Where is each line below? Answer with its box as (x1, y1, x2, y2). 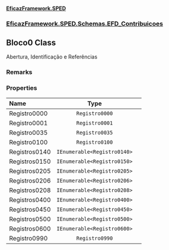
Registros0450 (9, 205, 52, 213)
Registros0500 (9, 215, 52, 223)
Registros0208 (9, 186, 52, 194)
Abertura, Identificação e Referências (6, 53, 98, 60)
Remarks (6, 68, 33, 76)
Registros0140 (9, 148, 52, 156)
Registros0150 (9, 157, 52, 165)
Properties (6, 84, 37, 92)
